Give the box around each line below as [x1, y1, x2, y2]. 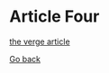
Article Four [9, 6, 100, 27]
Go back [9, 53, 41, 64]
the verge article [9, 36, 70, 47]
